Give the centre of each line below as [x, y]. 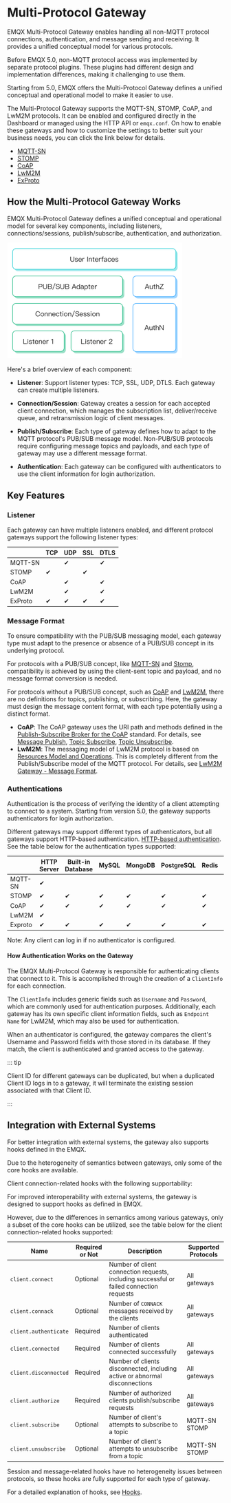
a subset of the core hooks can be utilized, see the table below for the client [115, 1225]
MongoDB [141, 865]
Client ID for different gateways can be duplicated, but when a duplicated [111, 1075]
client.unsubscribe [38, 1449]
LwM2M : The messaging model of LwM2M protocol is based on [108, 749]
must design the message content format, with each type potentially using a [115, 706]
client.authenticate [40, 1332]
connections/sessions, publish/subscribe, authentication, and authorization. [114, 233]
